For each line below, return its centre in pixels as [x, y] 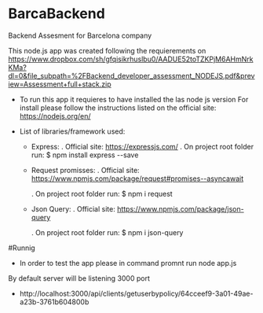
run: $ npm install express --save [85, 155]
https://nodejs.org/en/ [55, 116]
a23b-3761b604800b [54, 302]
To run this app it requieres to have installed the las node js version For [134, 99]
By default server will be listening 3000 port [79, 278]
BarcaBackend [57, 14]
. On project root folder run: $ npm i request [102, 193]
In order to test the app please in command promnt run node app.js [128, 263]
